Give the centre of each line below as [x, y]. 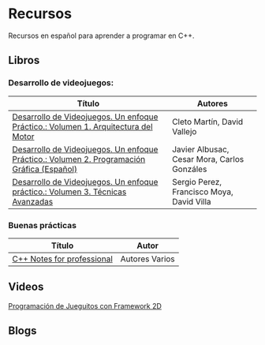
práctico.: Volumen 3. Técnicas [69, 192]
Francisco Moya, [203, 192]
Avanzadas [33, 201]
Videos [26, 287]
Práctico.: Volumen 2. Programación [79, 159]
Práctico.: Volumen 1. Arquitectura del [82, 126]
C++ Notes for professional [62, 259]
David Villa [192, 201]
